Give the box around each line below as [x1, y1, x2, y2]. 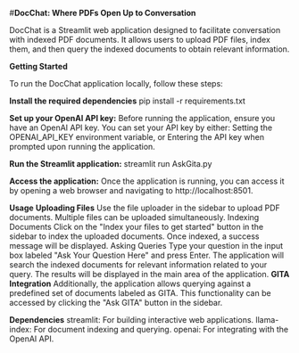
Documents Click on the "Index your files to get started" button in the [9, 222, 264, 232]
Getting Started [9, 62, 69, 71]
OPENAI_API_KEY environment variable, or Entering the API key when [9, 132, 265, 142]
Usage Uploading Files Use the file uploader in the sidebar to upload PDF [9, 202, 281, 213]
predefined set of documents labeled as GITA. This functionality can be [9, 288, 271, 298]
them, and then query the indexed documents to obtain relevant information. [9, 44, 290, 54]
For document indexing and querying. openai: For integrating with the [33, 324, 288, 334]
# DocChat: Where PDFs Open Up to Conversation [9, 8, 196, 18]
